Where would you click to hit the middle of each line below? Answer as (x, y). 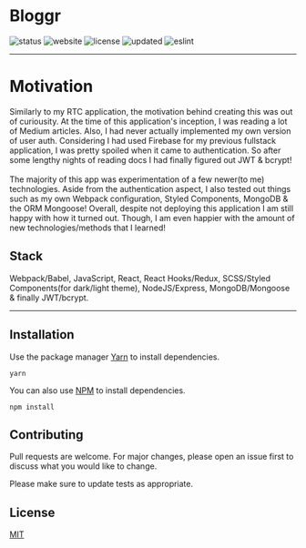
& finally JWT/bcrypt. (49, 298)
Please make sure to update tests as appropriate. (102, 484)
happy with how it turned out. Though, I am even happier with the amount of (152, 218)
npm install (32, 407)
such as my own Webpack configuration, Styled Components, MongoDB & (149, 198)
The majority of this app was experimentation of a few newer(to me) (137, 179)
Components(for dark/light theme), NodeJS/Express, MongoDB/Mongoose (150, 288)
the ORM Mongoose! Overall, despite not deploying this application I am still (152, 208)
